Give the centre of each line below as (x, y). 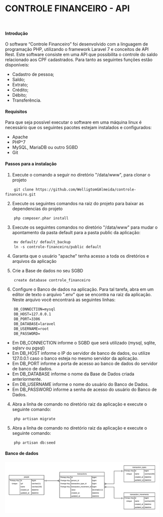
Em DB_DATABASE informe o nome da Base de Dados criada (73, 374)
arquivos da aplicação (34, 261)
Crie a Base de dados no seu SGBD (48, 270)
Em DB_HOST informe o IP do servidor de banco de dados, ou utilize (81, 353)
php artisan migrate (35, 419)
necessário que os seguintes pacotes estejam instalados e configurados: (79, 128)
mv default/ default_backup (42, 242)
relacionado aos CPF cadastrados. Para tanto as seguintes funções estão (79, 60)
